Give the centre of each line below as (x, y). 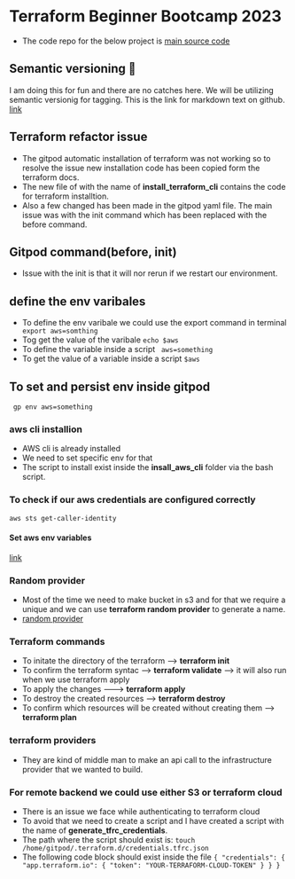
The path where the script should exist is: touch (109, 839)
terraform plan (49, 718)
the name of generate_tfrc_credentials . (95, 830)
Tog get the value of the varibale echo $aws (100, 340)
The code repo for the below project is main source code (126, 41)
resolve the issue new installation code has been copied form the (141, 168)
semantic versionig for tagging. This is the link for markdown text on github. (147, 99)
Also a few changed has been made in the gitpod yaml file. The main (147, 205)
